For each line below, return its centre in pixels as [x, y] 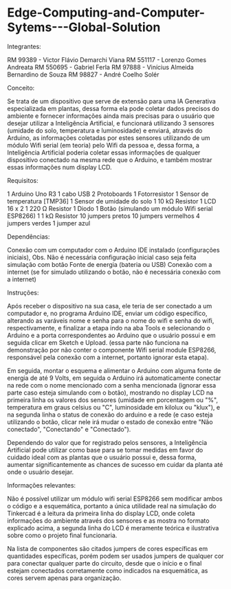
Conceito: [21, 88]
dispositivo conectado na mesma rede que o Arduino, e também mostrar [110, 159]
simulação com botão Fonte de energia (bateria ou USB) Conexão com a [110, 264]
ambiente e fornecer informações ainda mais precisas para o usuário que [111, 116]
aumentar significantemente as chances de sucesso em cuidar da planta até [115, 464]
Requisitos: [23, 180]
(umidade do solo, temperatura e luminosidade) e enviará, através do [105, 130]
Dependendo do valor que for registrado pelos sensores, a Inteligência [107, 442]
